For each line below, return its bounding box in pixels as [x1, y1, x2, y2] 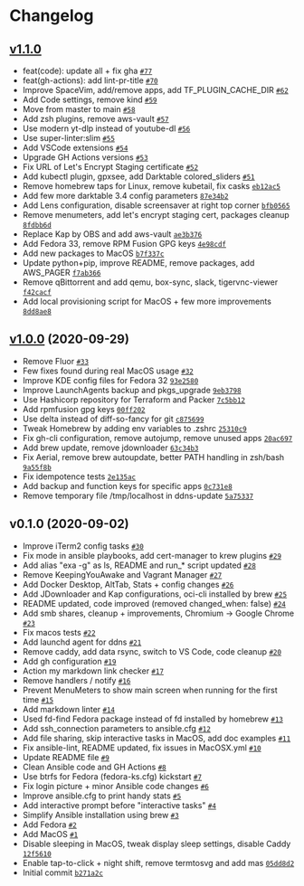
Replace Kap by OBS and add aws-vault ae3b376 [22, 229, 203, 240]
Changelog [9, 5, 94, 26]
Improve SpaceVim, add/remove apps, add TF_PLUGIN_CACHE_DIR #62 [22, 85, 290, 95]
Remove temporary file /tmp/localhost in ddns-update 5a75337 [22, 490, 254, 501]
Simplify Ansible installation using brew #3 [22, 809, 179, 820]
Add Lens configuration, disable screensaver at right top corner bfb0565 [22, 200, 290, 211]
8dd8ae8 [22, 307, 52, 316]
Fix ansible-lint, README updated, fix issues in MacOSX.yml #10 [22, 742, 262, 753]
